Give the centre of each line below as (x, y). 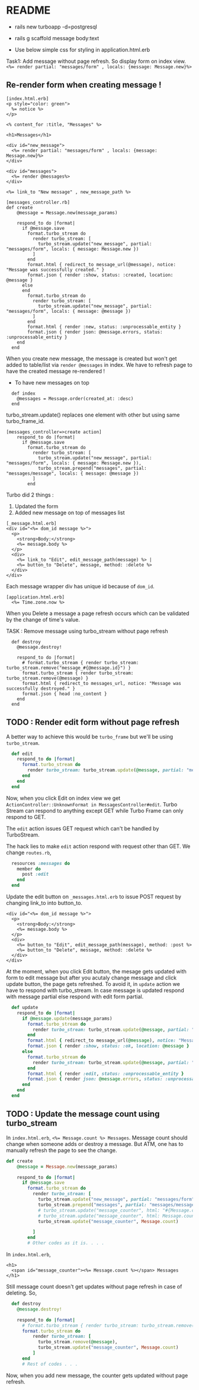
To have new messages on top (52, 382)
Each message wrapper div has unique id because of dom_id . (81, 586)
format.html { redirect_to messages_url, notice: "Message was (102, 683)
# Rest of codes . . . (50, 1364)
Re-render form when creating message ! (84, 85)
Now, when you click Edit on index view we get (63, 798)
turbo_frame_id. (25, 421)
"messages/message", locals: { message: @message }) (73, 473)
